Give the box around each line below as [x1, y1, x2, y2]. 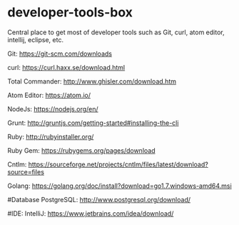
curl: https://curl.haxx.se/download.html [7, 63, 126, 71]
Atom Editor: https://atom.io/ [7, 91, 91, 99]
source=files [7, 167, 45, 176]
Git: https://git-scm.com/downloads [7, 49, 113, 58]
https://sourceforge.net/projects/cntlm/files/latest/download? [28, 160, 208, 169]
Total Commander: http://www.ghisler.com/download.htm [7, 76, 177, 86]
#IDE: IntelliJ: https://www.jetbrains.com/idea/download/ [7, 209, 174, 218]
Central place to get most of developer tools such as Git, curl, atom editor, [7, 28, 225, 36]
